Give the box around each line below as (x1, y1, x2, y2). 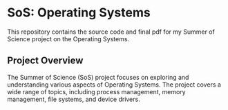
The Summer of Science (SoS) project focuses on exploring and (7, 73, 189, 81)
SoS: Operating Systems (7, 5, 151, 21)
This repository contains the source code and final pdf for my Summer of (7, 27, 216, 36)
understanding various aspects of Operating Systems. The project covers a (7, 80, 221, 89)
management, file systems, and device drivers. (7, 95, 140, 103)
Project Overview (7, 55, 84, 67)
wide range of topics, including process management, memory (7, 87, 186, 96)
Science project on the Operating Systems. (7, 34, 130, 43)
